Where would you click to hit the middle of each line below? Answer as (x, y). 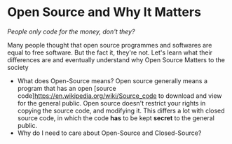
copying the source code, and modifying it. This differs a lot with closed (121, 110)
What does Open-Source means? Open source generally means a (112, 80)
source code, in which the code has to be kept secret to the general (116, 118)
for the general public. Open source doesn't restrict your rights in (111, 103)
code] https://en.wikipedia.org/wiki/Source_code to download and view (120, 96)
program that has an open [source (67, 88)
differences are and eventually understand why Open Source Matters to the (116, 59)
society (18, 67)
